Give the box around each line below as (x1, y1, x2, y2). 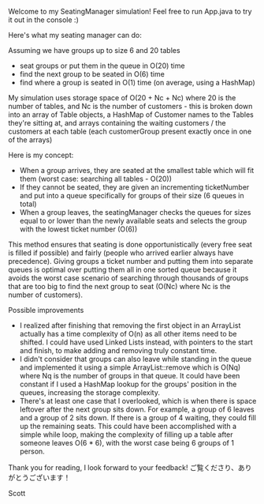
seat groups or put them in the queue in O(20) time (19, 61, 185, 70)
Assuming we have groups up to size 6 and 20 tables (8, 46, 180, 55)
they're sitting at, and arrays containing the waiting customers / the (8, 118, 226, 127)
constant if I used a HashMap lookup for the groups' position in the (19, 379, 237, 389)
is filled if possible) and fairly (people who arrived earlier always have (8, 248, 234, 258)
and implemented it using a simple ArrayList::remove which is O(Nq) (19, 363, 241, 372)
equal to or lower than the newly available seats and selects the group (19, 216, 247, 225)
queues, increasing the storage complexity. (19, 388, 160, 397)
